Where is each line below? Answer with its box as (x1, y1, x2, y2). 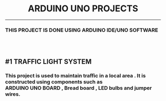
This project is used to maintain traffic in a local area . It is (5, 72, 146, 79)
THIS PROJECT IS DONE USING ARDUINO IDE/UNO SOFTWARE (5, 27, 158, 34)
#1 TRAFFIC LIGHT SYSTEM (5, 57, 92, 66)
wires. (5, 91, 21, 98)
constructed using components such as (5, 78, 103, 85)
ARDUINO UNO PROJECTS (28, 3, 138, 14)
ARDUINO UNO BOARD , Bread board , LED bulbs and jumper (5, 84, 152, 91)
